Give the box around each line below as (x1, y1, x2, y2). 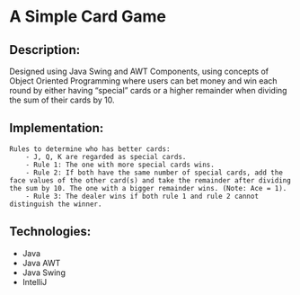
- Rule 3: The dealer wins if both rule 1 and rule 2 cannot (25, 192, 259, 201)
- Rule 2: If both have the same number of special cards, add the (25, 168, 283, 177)
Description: (9, 42, 81, 58)
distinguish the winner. (9, 200, 102, 209)
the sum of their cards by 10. (9, 94, 115, 105)
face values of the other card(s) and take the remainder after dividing (9, 175, 292, 185)
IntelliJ (22, 276, 48, 287)
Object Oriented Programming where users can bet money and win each (9, 76, 278, 86)
